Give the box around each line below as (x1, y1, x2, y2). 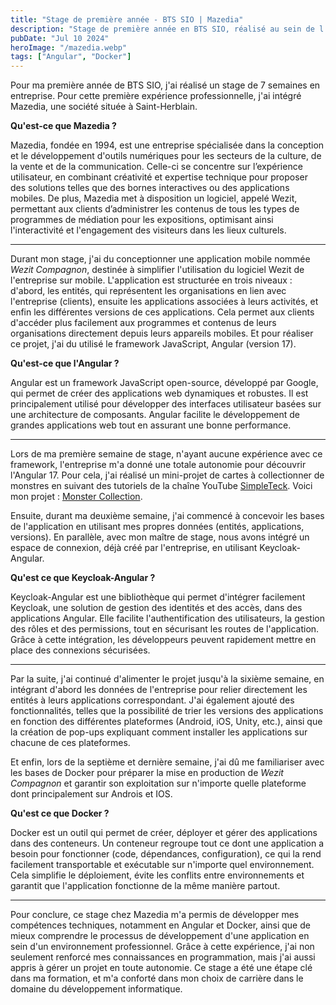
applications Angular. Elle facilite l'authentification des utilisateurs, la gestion (10, 612, 325, 625)
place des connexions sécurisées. (10, 644, 151, 656)
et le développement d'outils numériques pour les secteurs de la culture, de (10, 150, 322, 162)
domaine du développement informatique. (10, 983, 183, 995)
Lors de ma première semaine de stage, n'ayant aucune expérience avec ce (10, 448, 323, 460)
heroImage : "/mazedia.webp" (10, 42, 128, 53)
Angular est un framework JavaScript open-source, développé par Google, (10, 377, 319, 389)
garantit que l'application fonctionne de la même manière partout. (10, 880, 281, 892)
